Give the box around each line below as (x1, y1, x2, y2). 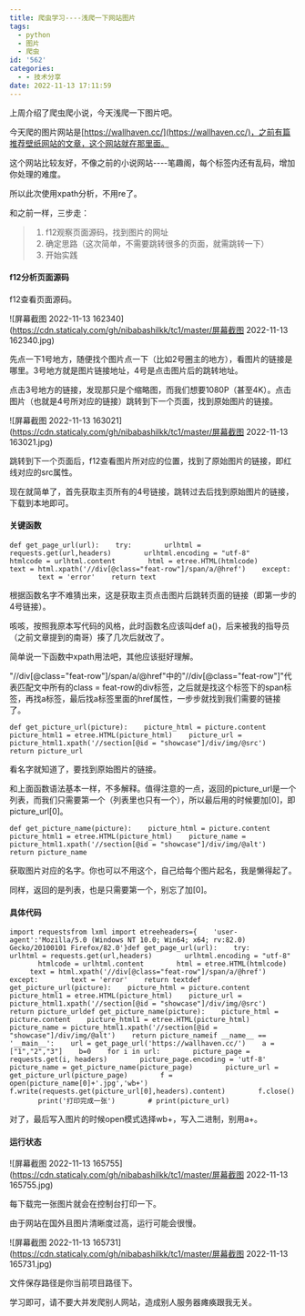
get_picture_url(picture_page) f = (9, 1071, 173, 1080)
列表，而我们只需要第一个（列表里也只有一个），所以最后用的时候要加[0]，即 (9, 795, 296, 805)
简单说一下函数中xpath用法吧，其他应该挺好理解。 (9, 652, 198, 663)
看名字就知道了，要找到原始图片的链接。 (9, 764, 161, 774)
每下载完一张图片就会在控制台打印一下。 (9, 1199, 161, 1210)
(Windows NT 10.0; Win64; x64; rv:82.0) (90, 936, 247, 945)
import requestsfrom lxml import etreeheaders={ (9, 927, 198, 937)
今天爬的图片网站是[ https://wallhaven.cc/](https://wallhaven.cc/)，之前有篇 (9, 127, 291, 137)
